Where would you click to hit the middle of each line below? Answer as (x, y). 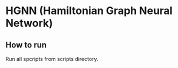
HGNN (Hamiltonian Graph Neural (89, 11)
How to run (26, 45)
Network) (29, 23)
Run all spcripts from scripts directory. (52, 59)
